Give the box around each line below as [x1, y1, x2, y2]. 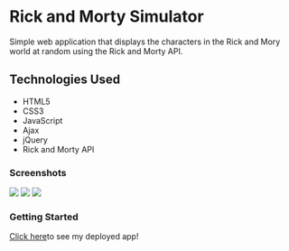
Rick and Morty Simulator [9, 6, 205, 27]
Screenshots [9, 166, 67, 179]
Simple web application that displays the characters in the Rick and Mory [9, 36, 281, 47]
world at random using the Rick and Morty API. [9, 45, 183, 56]
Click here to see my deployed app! [9, 231, 139, 242]
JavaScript [22, 115, 63, 125]
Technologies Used [9, 72, 120, 88]
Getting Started [9, 210, 79, 223]
